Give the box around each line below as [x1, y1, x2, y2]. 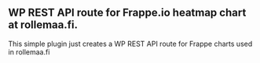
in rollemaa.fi [8, 47, 50, 57]
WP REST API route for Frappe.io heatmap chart [8, 6, 247, 19]
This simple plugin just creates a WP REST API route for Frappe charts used [8, 39, 253, 48]
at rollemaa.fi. [8, 19, 79, 32]
